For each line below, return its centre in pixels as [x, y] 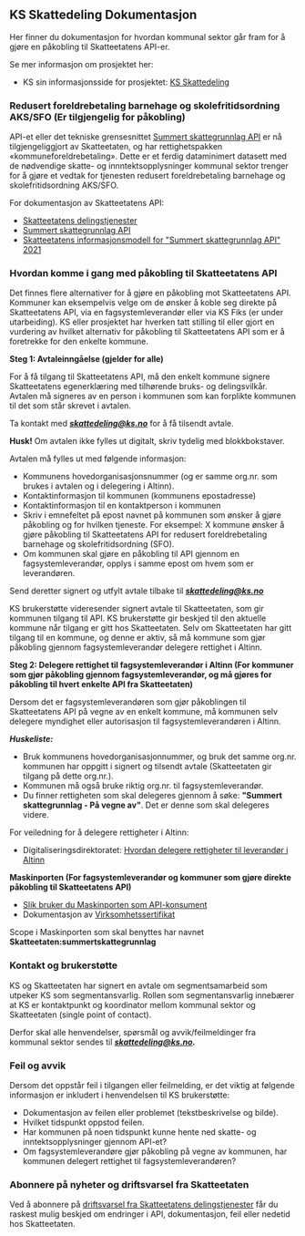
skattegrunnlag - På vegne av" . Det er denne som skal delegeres [146, 805]
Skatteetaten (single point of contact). [81, 1015]
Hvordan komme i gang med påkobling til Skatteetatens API [143, 273]
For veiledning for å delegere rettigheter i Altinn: [99, 832]
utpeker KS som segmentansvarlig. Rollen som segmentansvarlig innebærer [152, 995]
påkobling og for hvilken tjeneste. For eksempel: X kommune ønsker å [153, 525]
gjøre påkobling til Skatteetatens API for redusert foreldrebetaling [145, 535]
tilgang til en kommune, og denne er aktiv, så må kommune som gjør [137, 638]
